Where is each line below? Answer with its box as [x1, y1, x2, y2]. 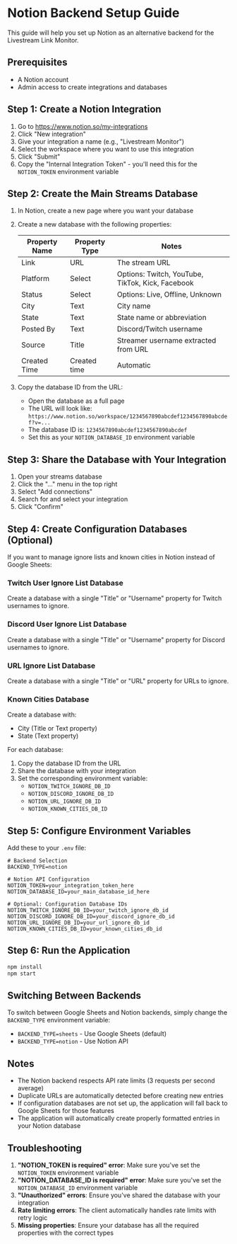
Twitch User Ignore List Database [7, 578, 123, 588]
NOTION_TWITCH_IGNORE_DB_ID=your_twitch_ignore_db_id [7, 907, 169, 914]
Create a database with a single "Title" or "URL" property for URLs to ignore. [7, 676, 229, 685]
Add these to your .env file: [7, 844, 87, 852]
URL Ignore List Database [7, 661, 96, 670]
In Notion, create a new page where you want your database [17, 207, 194, 215]
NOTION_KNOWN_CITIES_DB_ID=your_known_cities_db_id [7, 925, 162, 932]
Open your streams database [17, 472, 102, 481]
